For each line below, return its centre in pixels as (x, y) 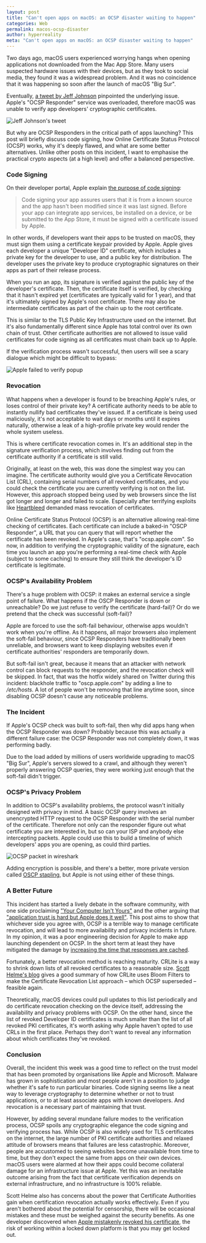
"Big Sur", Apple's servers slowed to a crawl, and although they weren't (97, 763)
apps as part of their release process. (54, 270)
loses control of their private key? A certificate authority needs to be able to (102, 406)
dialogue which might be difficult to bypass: (62, 358)
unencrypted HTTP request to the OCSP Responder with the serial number (101, 818)
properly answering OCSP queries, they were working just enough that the (100, 770)
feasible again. (25, 987)
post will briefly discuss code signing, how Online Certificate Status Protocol (103, 139)
